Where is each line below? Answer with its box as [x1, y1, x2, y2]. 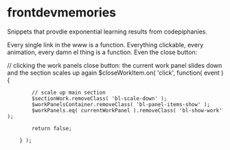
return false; [32, 125, 72, 132]
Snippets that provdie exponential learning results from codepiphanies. [7, 27, 208, 36]
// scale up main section [32, 89, 106, 96]
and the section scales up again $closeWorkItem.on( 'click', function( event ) [7, 68, 224, 77]
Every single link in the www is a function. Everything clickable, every [7, 40, 204, 49]
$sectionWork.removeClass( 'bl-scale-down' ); [32, 95, 168, 102]
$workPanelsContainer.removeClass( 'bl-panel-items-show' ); [32, 101, 211, 108]
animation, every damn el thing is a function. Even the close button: [7, 48, 198, 56]
